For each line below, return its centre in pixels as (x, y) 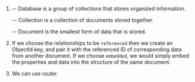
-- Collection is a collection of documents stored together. (83, 20)
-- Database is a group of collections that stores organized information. (99, 9)
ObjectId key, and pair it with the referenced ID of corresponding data (97, 49)
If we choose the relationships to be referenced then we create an (92, 43)
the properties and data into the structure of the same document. (91, 62)
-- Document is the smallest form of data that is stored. (79, 31)
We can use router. (35, 73)
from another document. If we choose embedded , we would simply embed (100, 56)
